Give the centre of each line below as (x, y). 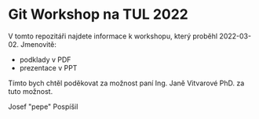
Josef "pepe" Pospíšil (43, 106)
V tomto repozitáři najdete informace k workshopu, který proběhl (113, 36)
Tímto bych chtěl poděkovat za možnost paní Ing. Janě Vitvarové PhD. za (126, 83)
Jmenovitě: (39, 44)
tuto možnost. (31, 91)
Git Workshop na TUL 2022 (98, 14)
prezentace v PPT (48, 67)
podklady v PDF (45, 59)
